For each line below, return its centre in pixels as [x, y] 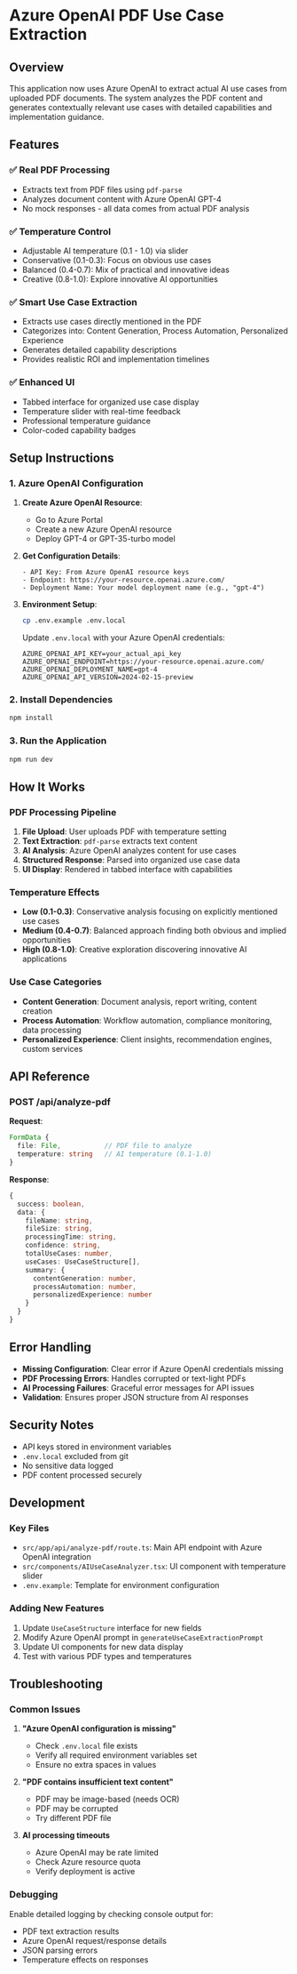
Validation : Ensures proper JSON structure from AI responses [135, 1397]
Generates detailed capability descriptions [99, 350]
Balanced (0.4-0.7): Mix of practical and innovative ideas [126, 269]
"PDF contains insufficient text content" [98, 1782]
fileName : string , [59, 1220]
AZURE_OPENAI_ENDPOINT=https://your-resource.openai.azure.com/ [143, 662]
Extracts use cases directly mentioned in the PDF [112, 322]
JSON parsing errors [60, 1950]
